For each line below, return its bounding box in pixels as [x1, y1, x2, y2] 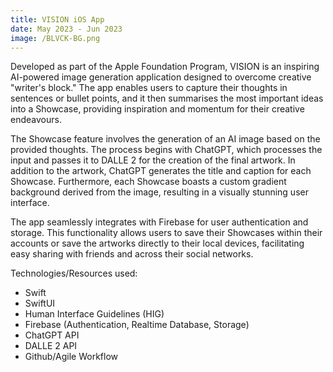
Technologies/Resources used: [10, 267, 138, 280]
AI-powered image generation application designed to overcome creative [10, 71, 312, 83]
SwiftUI [24, 297, 56, 310]
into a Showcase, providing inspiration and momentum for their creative [10, 103, 305, 115]
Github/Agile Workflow [24, 351, 118, 363]
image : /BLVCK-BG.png [10, 33, 101, 43]
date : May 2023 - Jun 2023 [10, 24, 123, 34]
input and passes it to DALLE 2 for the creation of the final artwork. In [10, 154, 296, 166]
